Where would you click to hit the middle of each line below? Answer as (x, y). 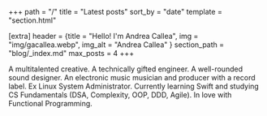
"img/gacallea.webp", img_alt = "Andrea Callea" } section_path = (116, 45)
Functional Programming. (51, 103)
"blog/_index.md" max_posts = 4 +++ (71, 53)
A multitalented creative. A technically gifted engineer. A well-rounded (126, 69)
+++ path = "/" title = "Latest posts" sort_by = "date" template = (116, 12)
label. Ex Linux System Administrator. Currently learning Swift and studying (134, 86)
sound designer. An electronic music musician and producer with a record (132, 77)
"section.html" (32, 20)
